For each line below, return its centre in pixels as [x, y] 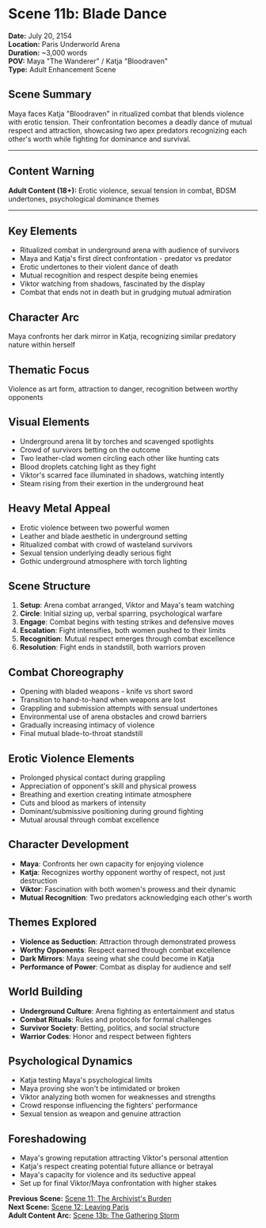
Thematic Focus [49, 370]
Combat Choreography [66, 672]
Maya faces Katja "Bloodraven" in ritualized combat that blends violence [126, 113]
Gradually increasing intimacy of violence [87, 725]
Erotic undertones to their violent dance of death [99, 267]
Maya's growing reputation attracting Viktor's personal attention [124, 1158]
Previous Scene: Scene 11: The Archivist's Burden [90, 1199]
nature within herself [42, 345]
